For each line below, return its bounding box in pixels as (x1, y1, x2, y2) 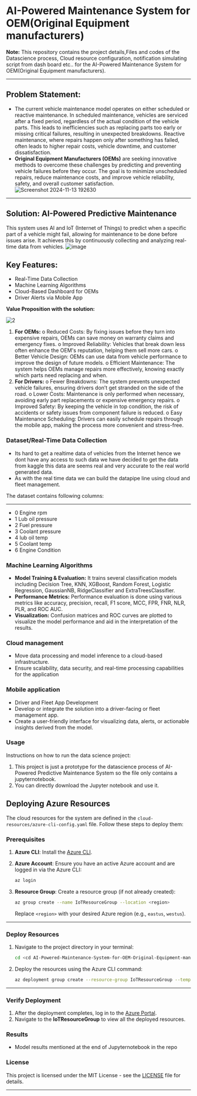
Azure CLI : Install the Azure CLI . (14, 849, 93, 856)
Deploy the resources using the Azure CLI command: (14, 965, 142, 972)
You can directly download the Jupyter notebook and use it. (14, 782, 159, 789)
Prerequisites (6, 835, 45, 843)
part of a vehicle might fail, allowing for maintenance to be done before (6, 230, 178, 237)
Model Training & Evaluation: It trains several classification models (14, 574, 177, 581)
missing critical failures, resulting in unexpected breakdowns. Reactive (14, 130, 185, 137)
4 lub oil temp (14, 534, 48, 541)
